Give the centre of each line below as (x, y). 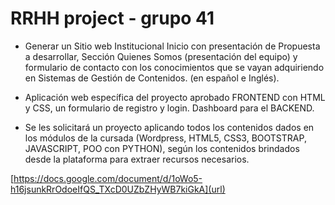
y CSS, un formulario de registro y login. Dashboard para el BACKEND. (169, 108)
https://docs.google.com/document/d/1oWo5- (108, 178)
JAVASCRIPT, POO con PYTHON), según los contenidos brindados (162, 148)
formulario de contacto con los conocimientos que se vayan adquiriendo (174, 67)
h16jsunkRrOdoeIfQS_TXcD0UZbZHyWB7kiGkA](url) (118, 189)
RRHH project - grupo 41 (112, 18)
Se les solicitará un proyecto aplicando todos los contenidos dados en (169, 127)
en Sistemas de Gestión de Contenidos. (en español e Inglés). (152, 78)
